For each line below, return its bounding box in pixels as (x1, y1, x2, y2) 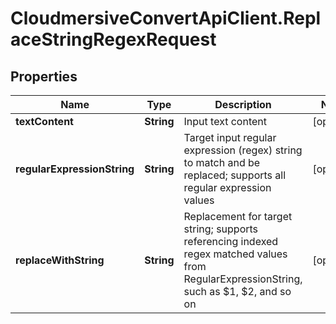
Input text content (183, 115, 267, 128)
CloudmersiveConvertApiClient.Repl (10, 7, 322, 30)
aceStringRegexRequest (10, 28, 217, 51)
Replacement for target (183, 210, 293, 223)
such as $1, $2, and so (183, 285, 292, 298)
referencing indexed (183, 235, 279, 248)
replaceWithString (15, 253, 105, 267)
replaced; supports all (183, 168, 287, 182)
